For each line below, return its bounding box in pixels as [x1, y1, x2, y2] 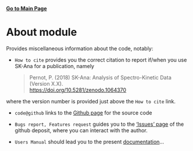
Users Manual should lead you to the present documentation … [14, 138, 165, 145]
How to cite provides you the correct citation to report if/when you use [14, 56, 187, 63]
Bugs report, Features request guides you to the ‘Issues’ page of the [14, 120, 184, 127]
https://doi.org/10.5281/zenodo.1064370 [29, 86, 127, 93]
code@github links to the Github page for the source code [14, 109, 152, 116]
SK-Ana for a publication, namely [14, 62, 95, 69]
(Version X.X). [29, 80, 64, 87]
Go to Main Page [6, 5, 47, 12]
